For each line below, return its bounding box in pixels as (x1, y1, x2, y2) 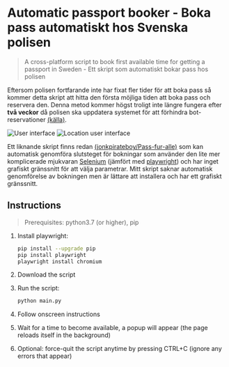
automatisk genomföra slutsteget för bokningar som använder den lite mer (7, 150, 221, 158)
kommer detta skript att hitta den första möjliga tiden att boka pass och (7, 93, 211, 102)
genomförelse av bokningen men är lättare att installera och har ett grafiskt (7, 172, 222, 180)
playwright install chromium (17, 258, 102, 265)
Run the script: (17, 284, 60, 292)
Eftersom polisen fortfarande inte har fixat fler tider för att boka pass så (7, 86, 212, 94)
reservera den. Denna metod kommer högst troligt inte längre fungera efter (7, 100, 222, 109)
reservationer (7, 115, 46, 123)
